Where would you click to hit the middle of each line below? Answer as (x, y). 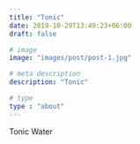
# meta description (45, 74)
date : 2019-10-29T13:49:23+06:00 (70, 26)
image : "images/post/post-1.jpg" (70, 58)
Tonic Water (31, 131)
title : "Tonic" (37, 17)
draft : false (33, 34)
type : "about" (37, 106)
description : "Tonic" (49, 82)
